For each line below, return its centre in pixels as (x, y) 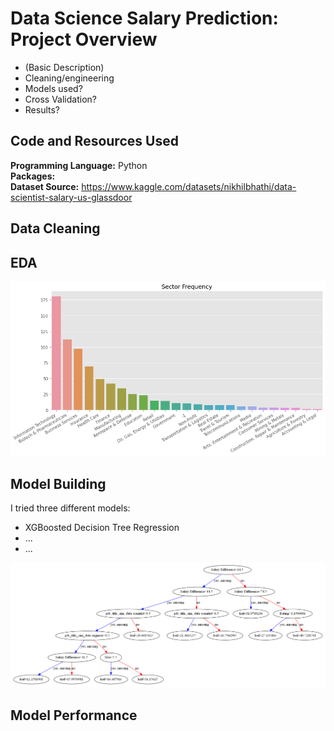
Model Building (58, 483)
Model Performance (74, 715)
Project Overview (84, 39)
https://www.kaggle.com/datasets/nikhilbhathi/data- (189, 186)
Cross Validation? (60, 99)
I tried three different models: (70, 508)
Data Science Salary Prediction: (144, 18)
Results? (42, 109)
